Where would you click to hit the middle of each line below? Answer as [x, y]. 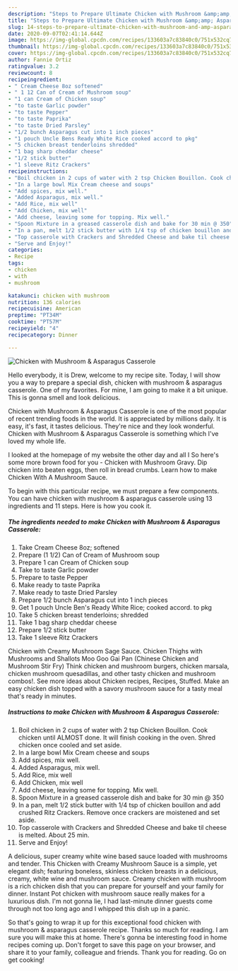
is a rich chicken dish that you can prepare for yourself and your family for [116, 886]
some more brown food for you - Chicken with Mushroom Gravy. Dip [108, 462]
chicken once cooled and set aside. [70, 744]
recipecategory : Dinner [43, 335]
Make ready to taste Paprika [59, 585]
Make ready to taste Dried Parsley [67, 592]
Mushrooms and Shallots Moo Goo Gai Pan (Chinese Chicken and [103, 658]
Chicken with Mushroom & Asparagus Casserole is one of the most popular [117, 411]
